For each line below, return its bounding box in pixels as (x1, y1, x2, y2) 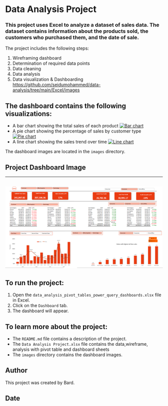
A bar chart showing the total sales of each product (12, 123, 118, 129)
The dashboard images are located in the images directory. (5, 149, 125, 155)
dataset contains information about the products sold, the (5, 28, 148, 35)
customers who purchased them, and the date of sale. (5, 34, 139, 41)
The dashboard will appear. (12, 308, 69, 314)
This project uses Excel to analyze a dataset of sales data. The (5, 22, 159, 29)
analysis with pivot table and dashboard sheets (12, 346, 109, 352)
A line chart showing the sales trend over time (12, 139, 107, 145)
